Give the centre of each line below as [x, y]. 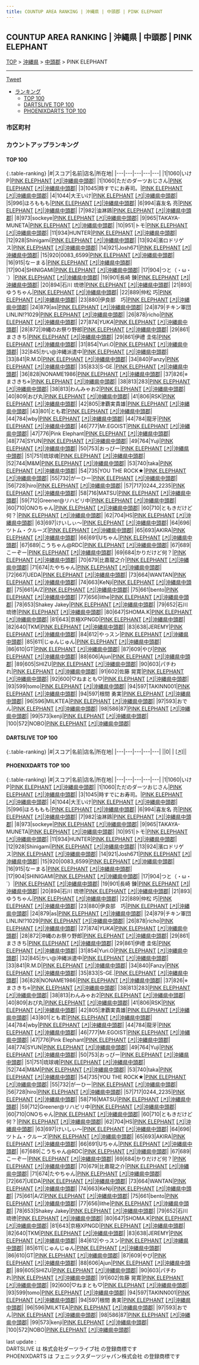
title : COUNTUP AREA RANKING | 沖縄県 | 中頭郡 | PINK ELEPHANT [84, 12]
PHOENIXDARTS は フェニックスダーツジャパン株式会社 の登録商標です [93, 1356]
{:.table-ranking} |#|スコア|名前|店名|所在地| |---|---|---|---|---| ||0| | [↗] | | [97, 751]
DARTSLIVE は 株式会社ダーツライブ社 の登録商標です [72, 1348]
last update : [21, 1341]
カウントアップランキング [42, 145]
